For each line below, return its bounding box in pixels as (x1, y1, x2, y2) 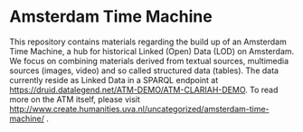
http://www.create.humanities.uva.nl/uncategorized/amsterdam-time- (9, 103, 270, 114)
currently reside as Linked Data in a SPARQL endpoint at (9, 74, 219, 85)
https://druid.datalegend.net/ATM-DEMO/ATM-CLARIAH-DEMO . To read (9, 84, 279, 95)
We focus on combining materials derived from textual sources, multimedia (9, 55, 289, 66)
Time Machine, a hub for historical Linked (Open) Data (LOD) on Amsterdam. (9, 45, 295, 56)
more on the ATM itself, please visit (9, 93, 140, 105)
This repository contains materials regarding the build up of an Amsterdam (9, 36, 287, 47)
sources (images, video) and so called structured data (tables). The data (9, 65, 279, 76)
